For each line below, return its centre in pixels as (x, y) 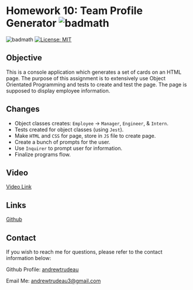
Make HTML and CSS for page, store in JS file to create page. (85, 135)
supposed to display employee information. (58, 91)
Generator (31, 23)
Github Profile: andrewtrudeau (42, 269)
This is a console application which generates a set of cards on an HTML (94, 72)
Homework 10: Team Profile (75, 11)
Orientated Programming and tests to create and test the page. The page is (96, 84)
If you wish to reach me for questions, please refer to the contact (84, 252)
